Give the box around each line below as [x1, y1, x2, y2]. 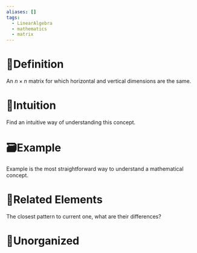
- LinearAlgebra [11, 20, 53, 26]
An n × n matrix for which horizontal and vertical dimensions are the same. [6, 77, 192, 85]
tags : [6, 15, 20, 21]
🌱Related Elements [6, 193, 103, 206]
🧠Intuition [6, 99, 56, 113]
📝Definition [6, 57, 64, 71]
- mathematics [11, 25, 47, 32]
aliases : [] [6, 8, 36, 15]
